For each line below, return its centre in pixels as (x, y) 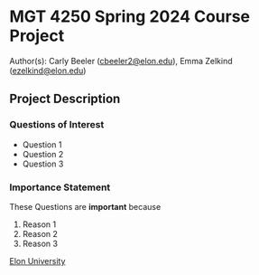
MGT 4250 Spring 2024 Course (130, 17)
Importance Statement (60, 187)
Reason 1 (39, 224)
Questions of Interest (57, 125)
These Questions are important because (85, 206)
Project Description (65, 99)
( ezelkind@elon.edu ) (48, 71)
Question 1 (42, 144)
